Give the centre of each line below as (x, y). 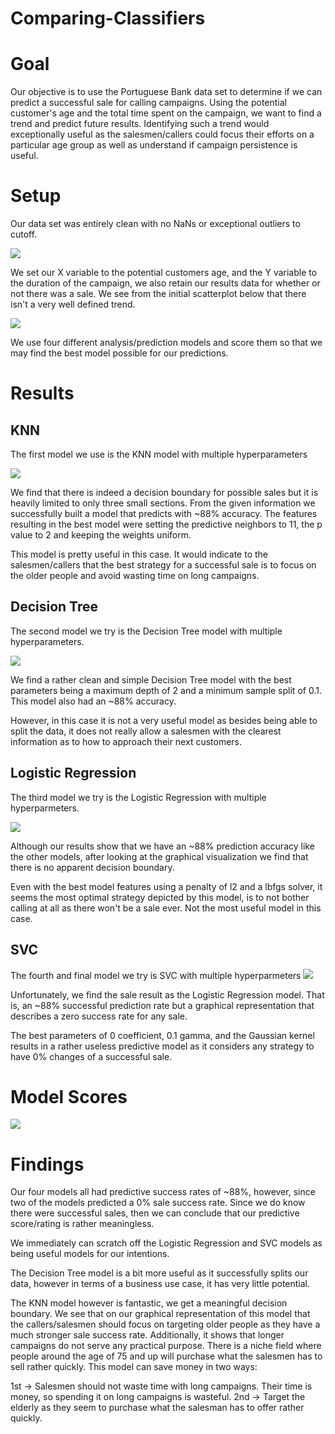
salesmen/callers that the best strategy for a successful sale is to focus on (163, 565)
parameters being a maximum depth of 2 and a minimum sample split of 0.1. (166, 690)
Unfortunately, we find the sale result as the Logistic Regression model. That (167, 994)
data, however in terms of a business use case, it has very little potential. (160, 1284)
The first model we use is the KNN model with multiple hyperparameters (159, 454)
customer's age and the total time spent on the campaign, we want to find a (166, 113)
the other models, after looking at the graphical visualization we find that (159, 856)
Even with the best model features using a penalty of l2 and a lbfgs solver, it (166, 886)
